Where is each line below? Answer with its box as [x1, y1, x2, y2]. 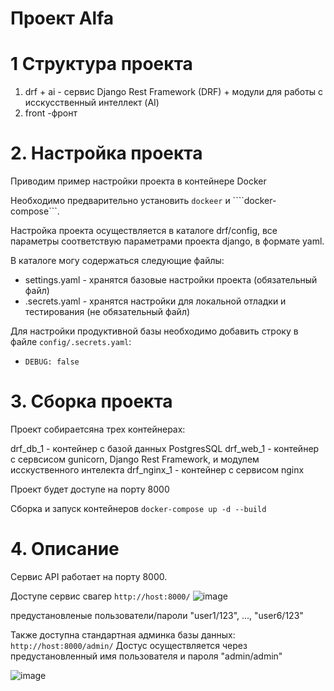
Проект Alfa [10, 7, 115, 30]
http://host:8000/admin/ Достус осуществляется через [10, 639, 248, 651]
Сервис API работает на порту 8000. [10, 570, 168, 582]
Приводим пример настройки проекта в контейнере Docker [10, 175, 267, 187]
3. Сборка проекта [10, 390, 173, 413]
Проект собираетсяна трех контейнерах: [10, 423, 186, 435]
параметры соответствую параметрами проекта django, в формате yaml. [10, 235, 325, 247]
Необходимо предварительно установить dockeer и [10, 195, 231, 207]
